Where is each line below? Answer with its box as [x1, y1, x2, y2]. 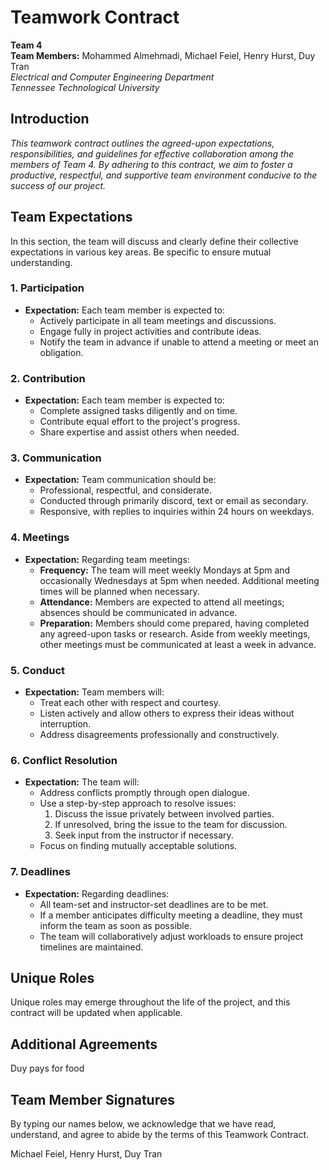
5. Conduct [10, 663, 66, 677]
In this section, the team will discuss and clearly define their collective [10, 235, 299, 247]
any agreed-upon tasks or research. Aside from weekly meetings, [39, 627, 311, 640]
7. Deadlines [10, 865, 71, 879]
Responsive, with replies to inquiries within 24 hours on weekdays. [39, 506, 315, 518]
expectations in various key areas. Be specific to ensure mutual [10, 246, 272, 258]
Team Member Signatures [10, 1091, 175, 1108]
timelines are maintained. [39, 941, 144, 953]
